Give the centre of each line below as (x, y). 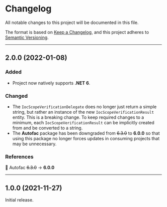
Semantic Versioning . (27, 37)
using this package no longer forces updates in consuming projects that (86, 138)
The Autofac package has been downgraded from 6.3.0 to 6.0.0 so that (86, 133)
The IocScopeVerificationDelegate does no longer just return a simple (84, 106)
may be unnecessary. (34, 144)
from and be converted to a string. (47, 128)
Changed (17, 96)
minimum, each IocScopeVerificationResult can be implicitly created (83, 122)
